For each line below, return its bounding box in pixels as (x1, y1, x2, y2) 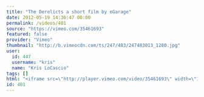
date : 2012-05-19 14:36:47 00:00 (6, 14, 91, 20)
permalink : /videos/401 (6, 20, 67, 26)
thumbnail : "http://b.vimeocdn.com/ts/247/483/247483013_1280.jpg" (6, 43, 181, 49)
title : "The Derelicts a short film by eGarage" (6, 8, 132, 15)
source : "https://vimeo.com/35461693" (6, 25, 104, 32)
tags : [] (6, 70, 29, 77)
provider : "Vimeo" (6, 37, 53, 43)
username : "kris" (12, 59, 56, 65)
